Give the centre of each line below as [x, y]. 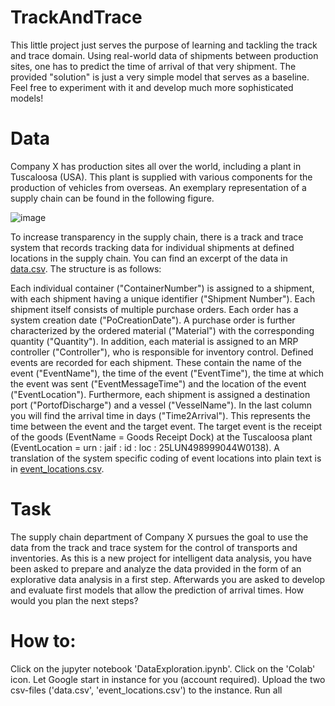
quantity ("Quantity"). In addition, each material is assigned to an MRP [154, 341]
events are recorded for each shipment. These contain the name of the [156, 362]
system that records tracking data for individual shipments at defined [152, 247]
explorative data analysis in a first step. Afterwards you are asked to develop [168, 579]
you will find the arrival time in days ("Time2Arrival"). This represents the [160, 415]
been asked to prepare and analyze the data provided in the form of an [156, 568]
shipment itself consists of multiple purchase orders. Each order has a [154, 309]
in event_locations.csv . [57, 468]
